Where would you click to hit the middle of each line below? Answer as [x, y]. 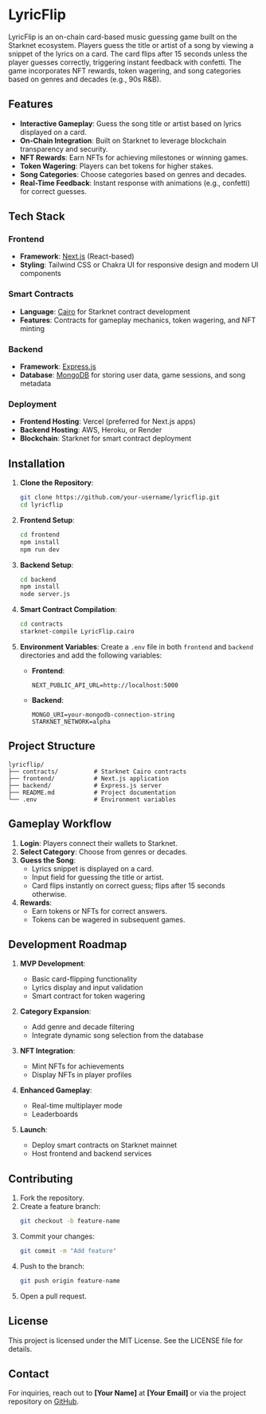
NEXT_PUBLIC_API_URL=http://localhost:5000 [105, 685]
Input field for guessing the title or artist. [98, 877]
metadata [35, 384]
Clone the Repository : [57, 483]
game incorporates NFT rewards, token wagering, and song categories [125, 70]
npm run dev [39, 549]
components [40, 274]
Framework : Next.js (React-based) [77, 256]
